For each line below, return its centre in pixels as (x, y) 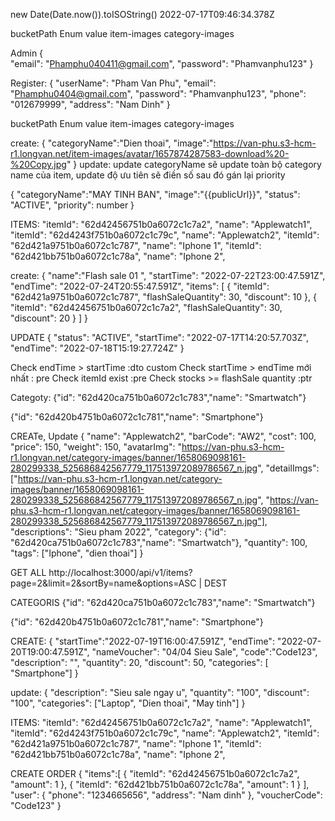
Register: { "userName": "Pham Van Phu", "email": (113, 83)
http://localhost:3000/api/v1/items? (120, 572)
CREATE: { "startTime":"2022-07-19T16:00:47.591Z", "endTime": (142, 641)
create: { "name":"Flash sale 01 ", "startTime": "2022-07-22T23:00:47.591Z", (168, 275)
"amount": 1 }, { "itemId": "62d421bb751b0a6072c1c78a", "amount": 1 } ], (160, 784)
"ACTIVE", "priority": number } (72, 205)
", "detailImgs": (288, 468)
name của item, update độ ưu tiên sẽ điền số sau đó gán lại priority (148, 175)
